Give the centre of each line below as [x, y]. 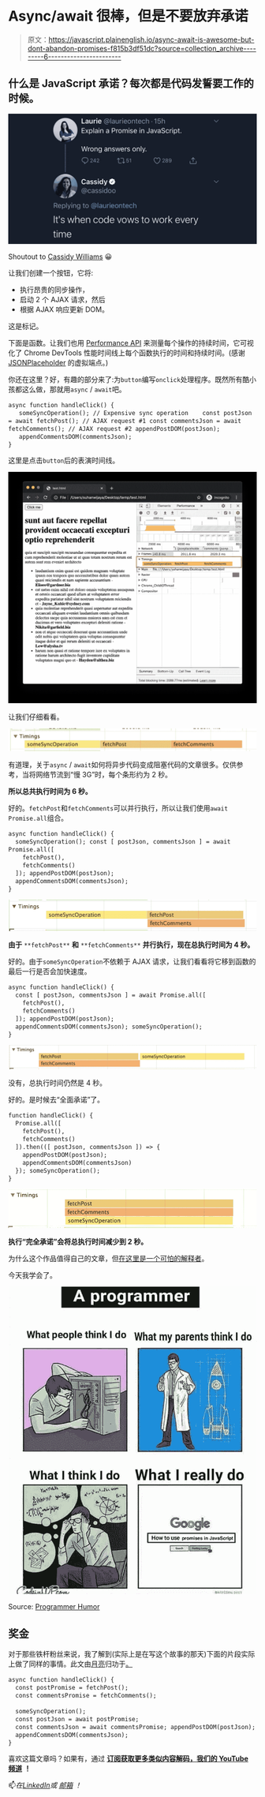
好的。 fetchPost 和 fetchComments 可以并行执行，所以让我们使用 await [118, 808]
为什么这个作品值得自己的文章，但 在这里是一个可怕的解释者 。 [108, 1258]
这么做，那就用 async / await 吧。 [74, 389]
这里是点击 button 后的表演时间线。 [64, 460]
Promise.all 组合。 [38, 818]
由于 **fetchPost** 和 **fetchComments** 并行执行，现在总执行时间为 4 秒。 [131, 945]
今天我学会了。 [32, 1275]
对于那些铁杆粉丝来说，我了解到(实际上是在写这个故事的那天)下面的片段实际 [132, 1654]
